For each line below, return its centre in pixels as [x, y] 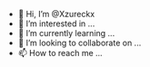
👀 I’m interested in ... [56, 24]
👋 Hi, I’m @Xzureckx [56, 14]
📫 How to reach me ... [60, 53]
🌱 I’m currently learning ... [66, 33]
